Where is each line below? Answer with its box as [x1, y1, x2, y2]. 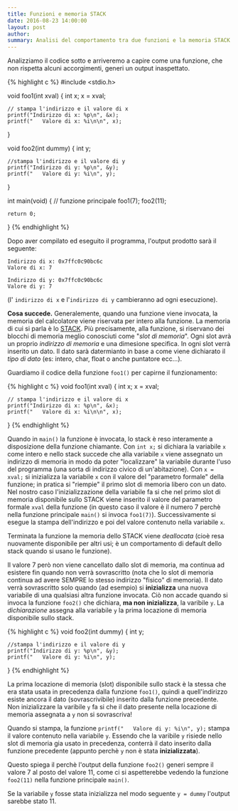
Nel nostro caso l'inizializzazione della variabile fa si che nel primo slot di [7, 488, 221, 496]
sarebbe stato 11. [7, 797, 57, 805]
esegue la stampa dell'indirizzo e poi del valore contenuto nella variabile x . [7, 518, 225, 527]
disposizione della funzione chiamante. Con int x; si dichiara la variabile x [7, 442, 226, 451]
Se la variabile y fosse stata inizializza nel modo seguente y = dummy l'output [7, 790, 230, 798]
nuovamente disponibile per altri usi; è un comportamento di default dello [7, 539, 222, 548]
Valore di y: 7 [7, 283, 53, 291]
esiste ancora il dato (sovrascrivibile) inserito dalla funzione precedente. [7, 695, 219, 703]
